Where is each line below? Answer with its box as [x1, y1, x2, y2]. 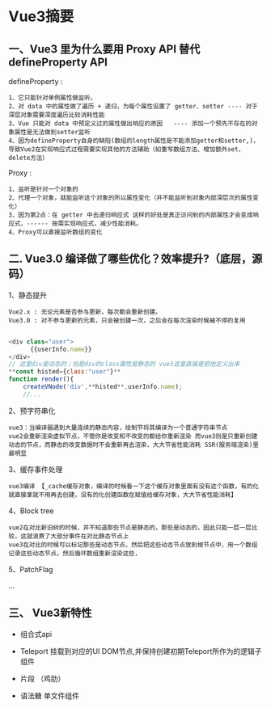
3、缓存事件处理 [8, 464, 63, 474]
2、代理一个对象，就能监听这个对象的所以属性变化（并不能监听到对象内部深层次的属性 [8, 194, 253, 202]
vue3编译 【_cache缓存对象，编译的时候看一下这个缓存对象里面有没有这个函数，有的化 [8, 482, 259, 490]
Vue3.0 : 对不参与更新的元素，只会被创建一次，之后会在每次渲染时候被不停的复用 [8, 316, 246, 324]
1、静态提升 [8, 290, 47, 300]
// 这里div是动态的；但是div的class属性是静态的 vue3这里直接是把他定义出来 [8, 360, 240, 369]
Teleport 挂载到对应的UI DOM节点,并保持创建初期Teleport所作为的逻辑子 [19, 646, 262, 655]
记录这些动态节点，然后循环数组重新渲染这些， [8, 549, 142, 558]
